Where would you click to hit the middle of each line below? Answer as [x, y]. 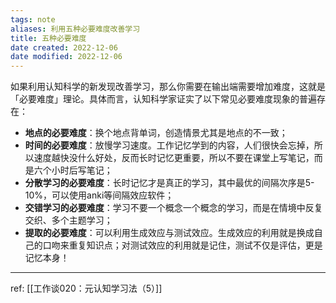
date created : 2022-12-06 [64, 47]
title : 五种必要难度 [48, 38]
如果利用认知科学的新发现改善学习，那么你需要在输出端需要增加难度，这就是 [168, 87]
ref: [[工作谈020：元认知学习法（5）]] [86, 288]
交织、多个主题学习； [68, 220]
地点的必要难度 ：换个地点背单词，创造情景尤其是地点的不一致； [156, 133]
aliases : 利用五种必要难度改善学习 [75, 29]
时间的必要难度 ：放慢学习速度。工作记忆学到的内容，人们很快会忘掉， [169, 145]
